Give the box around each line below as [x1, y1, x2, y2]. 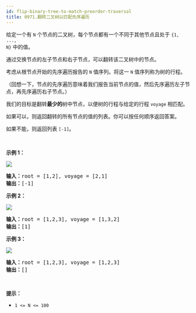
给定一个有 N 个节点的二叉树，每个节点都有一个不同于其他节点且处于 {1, [6, 30, 180, 38]
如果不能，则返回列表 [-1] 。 [6, 125, 75, 132]
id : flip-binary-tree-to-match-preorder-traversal [6, 8, 132, 15]
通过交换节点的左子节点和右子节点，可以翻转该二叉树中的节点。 [6, 56, 159, 63]
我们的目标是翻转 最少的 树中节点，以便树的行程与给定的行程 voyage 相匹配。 [6, 100, 188, 107]
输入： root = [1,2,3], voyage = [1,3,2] [6, 216, 120, 222]
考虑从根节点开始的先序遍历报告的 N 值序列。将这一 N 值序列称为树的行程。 [6, 68, 186, 75]
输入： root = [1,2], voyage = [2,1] [6, 173, 108, 179]
